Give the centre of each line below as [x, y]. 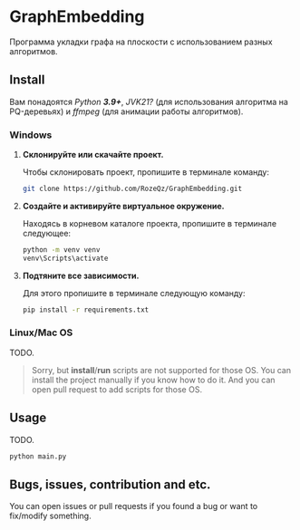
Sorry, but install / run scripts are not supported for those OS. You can [161, 370]
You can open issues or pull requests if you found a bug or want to [134, 506]
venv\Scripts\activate [65, 258]
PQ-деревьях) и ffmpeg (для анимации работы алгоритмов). [126, 111]
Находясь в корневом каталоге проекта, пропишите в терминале [150, 223]
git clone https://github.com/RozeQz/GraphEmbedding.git [132, 189]
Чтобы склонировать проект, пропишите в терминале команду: [146, 172]
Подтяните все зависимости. [81, 275]
